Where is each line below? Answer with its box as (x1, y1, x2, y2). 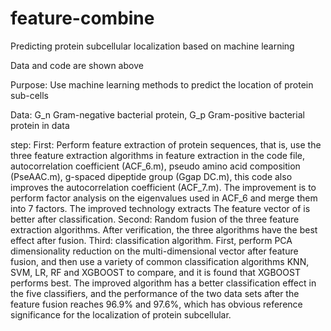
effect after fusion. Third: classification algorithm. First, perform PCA (10, 234, 293, 246)
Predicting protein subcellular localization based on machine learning (10, 40, 295, 52)
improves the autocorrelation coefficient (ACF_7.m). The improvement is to (10, 181, 317, 193)
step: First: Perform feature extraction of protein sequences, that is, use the (10, 138, 322, 151)
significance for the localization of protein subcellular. (10, 308, 232, 321)
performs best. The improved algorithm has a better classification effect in (10, 277, 317, 289)
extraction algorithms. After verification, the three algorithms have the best (10, 223, 318, 236)
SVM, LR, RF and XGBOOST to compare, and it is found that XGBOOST (10, 266, 301, 278)
